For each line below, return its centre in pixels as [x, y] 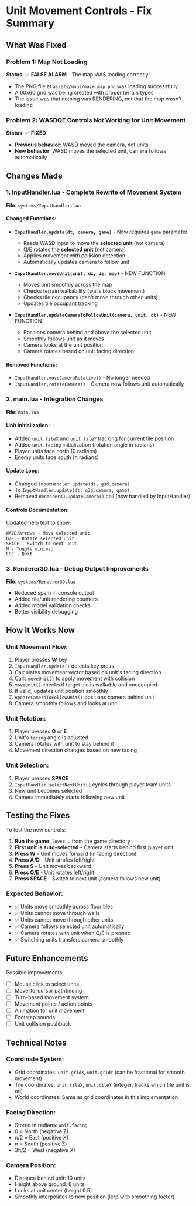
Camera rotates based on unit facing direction [79, 351]
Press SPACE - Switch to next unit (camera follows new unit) [87, 878]
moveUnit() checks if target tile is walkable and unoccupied [86, 685]
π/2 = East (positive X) [42, 1138]
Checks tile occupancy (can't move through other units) [90, 297]
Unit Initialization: [28, 426]
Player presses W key [41, 660]
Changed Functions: [31, 219]
